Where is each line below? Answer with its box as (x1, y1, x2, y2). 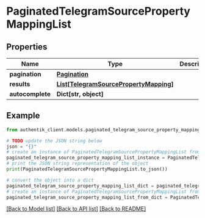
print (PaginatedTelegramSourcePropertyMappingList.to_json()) (6, 166, 168, 172)
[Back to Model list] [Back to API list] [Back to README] (6, 205, 146, 213)
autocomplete (9, 90, 51, 98)
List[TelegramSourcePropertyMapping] (56, 80, 174, 88)
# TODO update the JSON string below (6, 137, 103, 144)
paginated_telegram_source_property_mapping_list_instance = (6, 154, 165, 161)
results (9, 80, 31, 88)
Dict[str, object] (56, 90, 104, 98)
